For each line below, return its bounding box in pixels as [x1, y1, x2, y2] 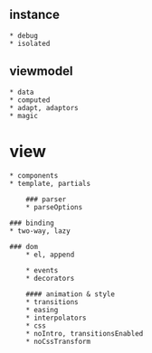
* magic [9, 111, 39, 120]
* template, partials [9, 179, 91, 188]
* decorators [25, 274, 75, 283]
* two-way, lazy [9, 226, 71, 236]
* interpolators [25, 313, 88, 322]
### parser [25, 194, 67, 204]
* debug [9, 31, 39, 40]
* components [9, 171, 59, 180]
